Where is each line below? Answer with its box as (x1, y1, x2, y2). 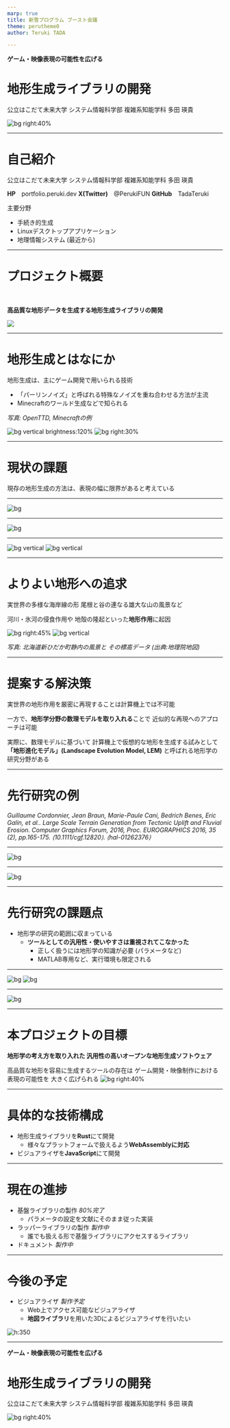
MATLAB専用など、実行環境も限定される (37, 955, 152, 963)
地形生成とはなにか (7, 352, 116, 367)
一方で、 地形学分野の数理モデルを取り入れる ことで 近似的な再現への (7, 714, 201, 723)
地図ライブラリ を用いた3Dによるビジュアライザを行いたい (27, 1315, 191, 1323)
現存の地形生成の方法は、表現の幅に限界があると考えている (7, 484, 175, 492)
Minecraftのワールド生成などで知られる (16, 399, 129, 407)
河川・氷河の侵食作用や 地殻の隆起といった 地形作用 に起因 (7, 615, 171, 623)
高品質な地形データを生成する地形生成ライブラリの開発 (7, 306, 163, 315)
